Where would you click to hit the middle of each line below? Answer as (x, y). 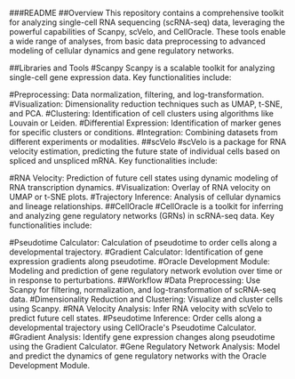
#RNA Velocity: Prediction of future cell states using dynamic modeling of (144, 178)
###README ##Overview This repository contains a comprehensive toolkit (147, 13)
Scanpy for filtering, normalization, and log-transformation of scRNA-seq (143, 290)
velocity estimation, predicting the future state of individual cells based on (145, 151)
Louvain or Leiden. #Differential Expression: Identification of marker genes (145, 123)
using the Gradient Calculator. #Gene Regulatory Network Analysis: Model (145, 347)
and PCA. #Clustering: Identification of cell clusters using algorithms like (141, 113)
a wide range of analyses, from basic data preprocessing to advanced (137, 41)
